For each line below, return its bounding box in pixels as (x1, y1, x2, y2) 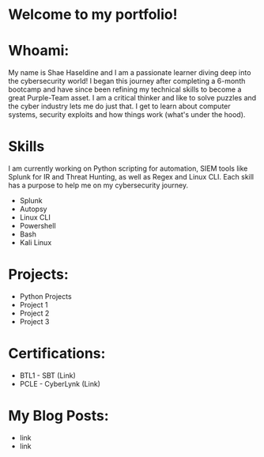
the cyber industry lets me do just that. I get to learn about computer (8, 101, 231, 111)
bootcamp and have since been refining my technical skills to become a (8, 85, 242, 94)
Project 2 (19, 308, 50, 318)
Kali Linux (19, 238, 52, 247)
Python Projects (19, 292, 73, 301)
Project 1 (19, 300, 48, 309)
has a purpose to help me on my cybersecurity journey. (8, 180, 188, 191)
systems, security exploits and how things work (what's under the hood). (8, 110, 246, 119)
